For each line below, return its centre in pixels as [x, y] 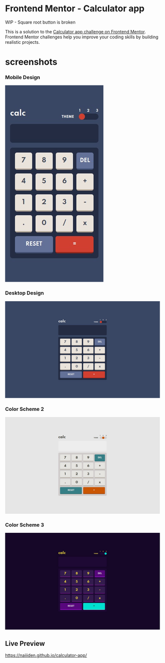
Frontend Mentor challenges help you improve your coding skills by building [82, 37]
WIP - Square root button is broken [40, 22]
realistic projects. [23, 42]
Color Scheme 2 [25, 409]
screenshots [31, 62]
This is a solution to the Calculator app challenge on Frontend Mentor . [76, 31]
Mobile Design [23, 78]
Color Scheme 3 [25, 525]
